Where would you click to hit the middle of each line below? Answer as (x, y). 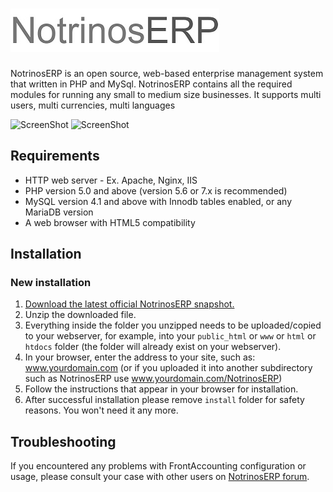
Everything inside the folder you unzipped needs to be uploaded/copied (173, 325)
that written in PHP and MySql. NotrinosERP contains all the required (151, 84)
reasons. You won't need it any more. (101, 410)
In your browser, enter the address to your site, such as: (140, 357)
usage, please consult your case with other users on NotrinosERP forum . (160, 477)
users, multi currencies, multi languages (93, 105)
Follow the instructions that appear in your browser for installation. (161, 389)
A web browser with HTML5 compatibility (110, 222)
